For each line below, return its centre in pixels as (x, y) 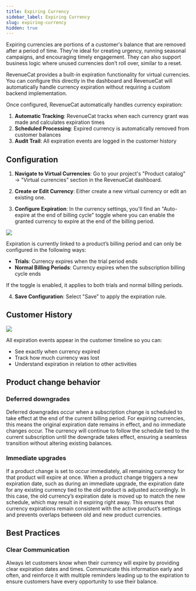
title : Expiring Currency (37, 11)
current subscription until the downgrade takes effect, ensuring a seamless (97, 437)
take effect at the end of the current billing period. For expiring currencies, (96, 418)
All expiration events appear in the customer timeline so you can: (84, 340)
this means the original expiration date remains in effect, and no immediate (96, 424)
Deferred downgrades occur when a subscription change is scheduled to (94, 412)
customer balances (38, 135)
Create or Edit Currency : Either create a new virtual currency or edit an (100, 191)
